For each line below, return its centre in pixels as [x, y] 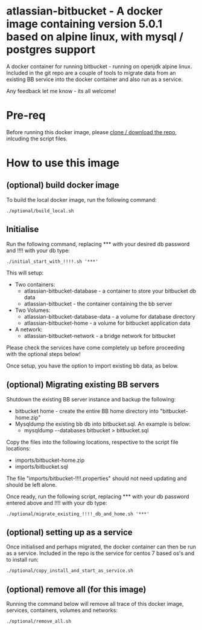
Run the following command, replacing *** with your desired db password [98, 244]
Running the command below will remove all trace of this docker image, [95, 604]
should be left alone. [32, 484]
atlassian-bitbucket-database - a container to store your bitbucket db [110, 291]
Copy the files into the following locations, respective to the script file [93, 442]
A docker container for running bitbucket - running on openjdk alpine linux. [99, 66]
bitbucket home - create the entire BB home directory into [87, 411]
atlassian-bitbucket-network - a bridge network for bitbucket [100, 336]
